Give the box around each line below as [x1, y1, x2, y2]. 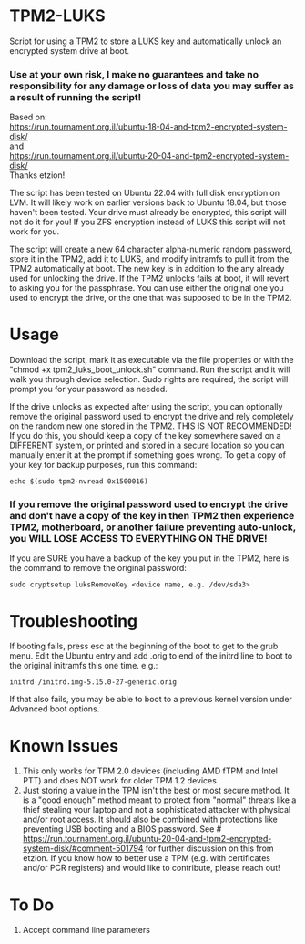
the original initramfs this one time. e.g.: [9, 660, 158, 671]
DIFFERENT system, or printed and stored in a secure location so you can [9, 440, 285, 451]
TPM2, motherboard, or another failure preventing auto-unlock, [9, 521, 296, 534]
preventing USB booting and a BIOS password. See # [22, 824, 222, 835]
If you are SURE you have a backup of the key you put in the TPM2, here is [9, 553, 290, 564]
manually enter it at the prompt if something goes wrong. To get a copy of [9, 450, 287, 461]
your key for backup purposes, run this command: [9, 460, 198, 471]
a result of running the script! [9, 90, 142, 103]
